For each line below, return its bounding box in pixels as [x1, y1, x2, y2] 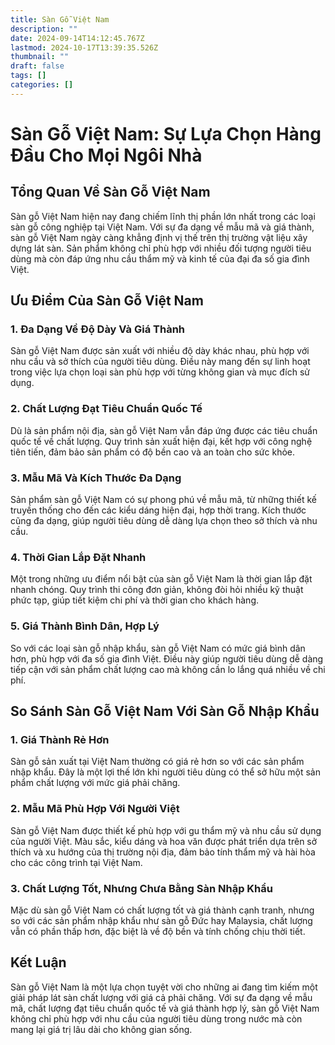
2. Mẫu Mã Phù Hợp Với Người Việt [10, 802, 180, 816]
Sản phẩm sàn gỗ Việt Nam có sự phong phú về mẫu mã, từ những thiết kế [10, 494, 317, 506]
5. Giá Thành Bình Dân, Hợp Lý [10, 619, 160, 633]
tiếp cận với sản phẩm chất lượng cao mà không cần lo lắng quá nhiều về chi [10, 663, 326, 675]
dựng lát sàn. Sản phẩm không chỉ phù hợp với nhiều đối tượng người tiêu [10, 242, 312, 254]
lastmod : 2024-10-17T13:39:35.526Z [10, 42, 159, 53]
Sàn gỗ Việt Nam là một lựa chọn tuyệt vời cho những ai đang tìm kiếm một [10, 981, 318, 993]
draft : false [10, 61, 65, 71]
